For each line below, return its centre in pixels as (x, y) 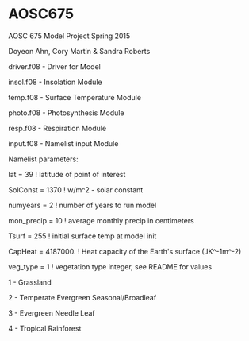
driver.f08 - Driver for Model (54, 66)
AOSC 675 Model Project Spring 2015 (69, 36)
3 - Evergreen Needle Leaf (52, 313)
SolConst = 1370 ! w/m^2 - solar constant (76, 190)
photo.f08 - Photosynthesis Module (66, 113)
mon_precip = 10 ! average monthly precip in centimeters (101, 220)
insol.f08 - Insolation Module (55, 82)
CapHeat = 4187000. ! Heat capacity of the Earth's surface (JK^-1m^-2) (125, 251)
